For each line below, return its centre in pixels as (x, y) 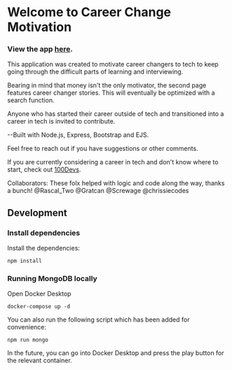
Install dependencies (44, 232)
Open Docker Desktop (39, 294)
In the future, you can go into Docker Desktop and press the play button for (116, 353)
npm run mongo (28, 340)
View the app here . (40, 49)
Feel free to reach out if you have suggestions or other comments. (103, 149)
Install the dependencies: (44, 248)
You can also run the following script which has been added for (98, 319)
